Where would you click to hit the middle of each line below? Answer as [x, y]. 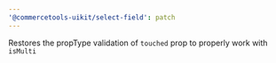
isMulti [23, 51]
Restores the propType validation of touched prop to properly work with [138, 43]
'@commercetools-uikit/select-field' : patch [92, 17]
